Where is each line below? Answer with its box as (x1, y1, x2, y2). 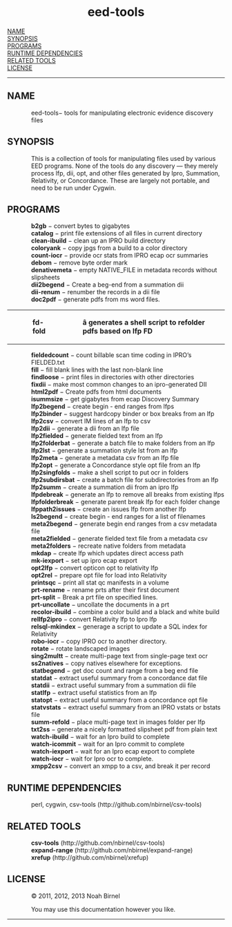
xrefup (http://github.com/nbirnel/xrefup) (30, 854, 149, 861)
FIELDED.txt (30, 359, 65, 367)
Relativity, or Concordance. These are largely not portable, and (30, 176, 210, 184)
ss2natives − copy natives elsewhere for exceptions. (30, 659, 183, 667)
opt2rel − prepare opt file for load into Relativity (30, 571, 167, 580)
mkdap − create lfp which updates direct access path (30, 549, 184, 557)
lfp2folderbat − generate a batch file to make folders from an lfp (30, 439, 215, 448)
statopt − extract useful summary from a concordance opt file (30, 696, 209, 705)
